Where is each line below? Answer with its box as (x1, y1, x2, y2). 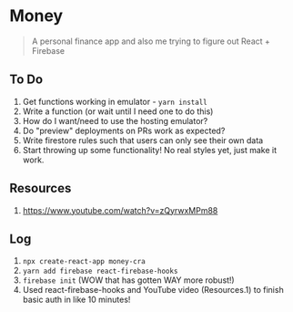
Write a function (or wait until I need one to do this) (22, 106, 214, 117)
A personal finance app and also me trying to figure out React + (31, 36, 271, 47)
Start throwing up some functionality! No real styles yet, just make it (22, 144, 278, 155)
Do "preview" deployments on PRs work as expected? (22, 125, 226, 136)
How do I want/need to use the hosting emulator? (22, 115, 208, 126)
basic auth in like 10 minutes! (22, 294, 131, 306)
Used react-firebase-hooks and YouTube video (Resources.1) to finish (22, 285, 284, 296)
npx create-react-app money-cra (22, 257, 146, 266)
